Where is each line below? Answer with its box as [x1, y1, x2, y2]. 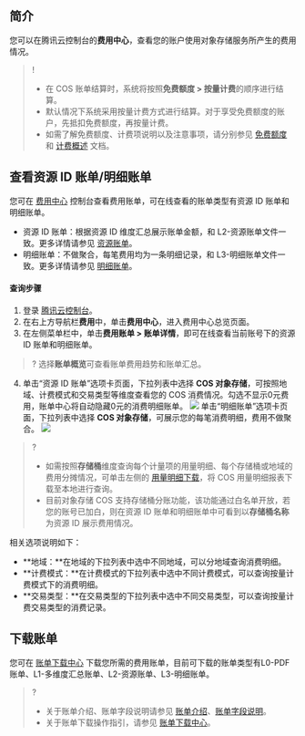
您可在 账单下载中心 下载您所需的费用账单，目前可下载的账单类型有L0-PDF [9, 657, 290, 668]
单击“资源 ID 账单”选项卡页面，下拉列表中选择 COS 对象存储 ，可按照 [22, 378, 280, 389]
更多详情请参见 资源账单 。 [38, 237, 137, 248]
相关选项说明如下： [9, 536, 82, 547]
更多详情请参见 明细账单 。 [38, 260, 137, 271]
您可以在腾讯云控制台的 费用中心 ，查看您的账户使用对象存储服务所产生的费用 [9, 35, 297, 46]
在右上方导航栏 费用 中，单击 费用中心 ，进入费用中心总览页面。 [22, 316, 255, 327]
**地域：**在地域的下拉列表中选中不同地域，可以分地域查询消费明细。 [22, 555, 287, 567]
